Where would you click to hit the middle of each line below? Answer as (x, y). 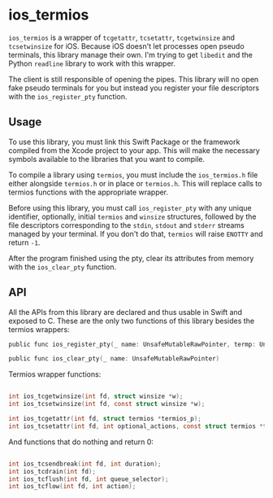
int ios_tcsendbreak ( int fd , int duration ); (85, 464)
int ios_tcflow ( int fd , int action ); (72, 487)
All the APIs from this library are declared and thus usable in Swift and (125, 312)
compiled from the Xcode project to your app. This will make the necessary (134, 150)
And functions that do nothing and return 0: (81, 442)
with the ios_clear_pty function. (63, 267)
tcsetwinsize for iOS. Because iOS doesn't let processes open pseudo (127, 46)
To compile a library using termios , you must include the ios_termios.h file (133, 175)
